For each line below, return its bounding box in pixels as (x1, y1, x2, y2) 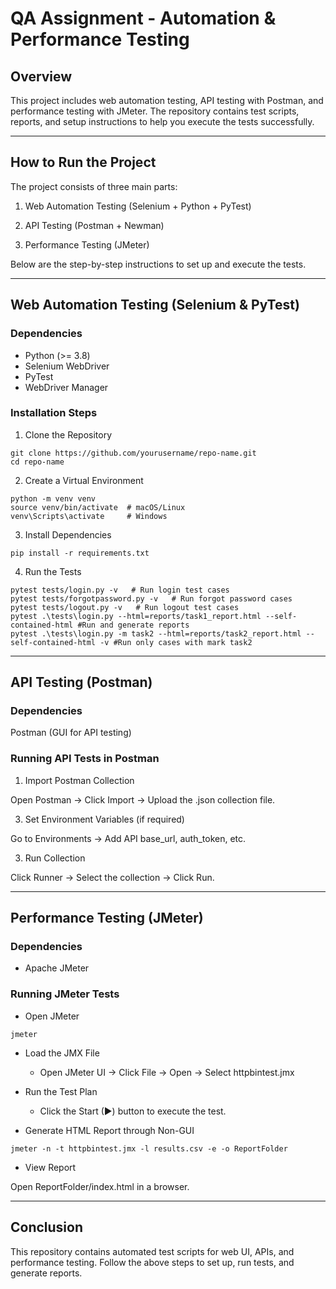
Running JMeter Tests (10, 987, 120, 1001)
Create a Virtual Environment (24, 474, 144, 486)
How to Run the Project (10, 154, 157, 171)
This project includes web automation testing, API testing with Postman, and (10, 95, 324, 106)
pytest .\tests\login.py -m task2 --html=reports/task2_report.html (10, 628, 302, 639)
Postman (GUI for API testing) (10, 727, 132, 739)
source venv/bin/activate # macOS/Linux (10, 502, 186, 512)
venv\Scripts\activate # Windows (10, 511, 168, 521)
